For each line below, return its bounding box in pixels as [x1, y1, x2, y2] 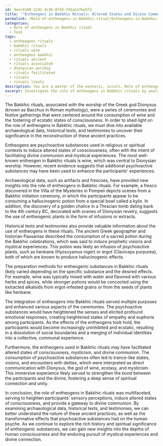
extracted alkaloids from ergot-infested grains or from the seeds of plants [5, 284, 152, 290]
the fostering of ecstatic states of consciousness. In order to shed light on [5, 117, 153, 123]
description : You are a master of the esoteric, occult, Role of [5, 84, 140, 89]
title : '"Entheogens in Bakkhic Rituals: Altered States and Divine [5, 12, 147, 17]
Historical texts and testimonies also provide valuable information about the [5, 223, 156, 229]
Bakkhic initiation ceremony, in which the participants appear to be [5, 193, 138, 199]
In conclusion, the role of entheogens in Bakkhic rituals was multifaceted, [5, 390, 152, 396]
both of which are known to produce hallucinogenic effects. [5, 254, 125, 260]
